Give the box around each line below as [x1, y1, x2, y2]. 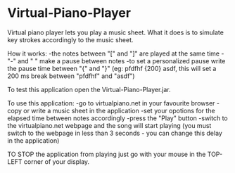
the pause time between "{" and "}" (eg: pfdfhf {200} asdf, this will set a [7, 64, 217, 72]
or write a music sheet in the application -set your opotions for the [23, 106, 216, 115]
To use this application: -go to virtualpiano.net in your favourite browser [7, 98, 215, 107]
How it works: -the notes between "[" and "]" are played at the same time [7, 49, 220, 58]
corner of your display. [23, 157, 90, 166]
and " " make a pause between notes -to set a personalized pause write [17, 56, 226, 65]
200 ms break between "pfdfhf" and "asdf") [7, 72, 135, 80]
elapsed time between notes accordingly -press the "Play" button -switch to [7, 114, 228, 122]
